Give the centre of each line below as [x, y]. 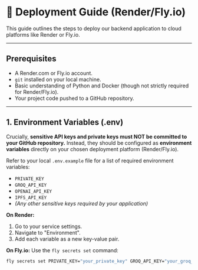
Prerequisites [31, 59]
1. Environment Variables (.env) [65, 123]
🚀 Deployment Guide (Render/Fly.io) [96, 12]
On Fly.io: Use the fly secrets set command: [62, 250]
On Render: [20, 214]
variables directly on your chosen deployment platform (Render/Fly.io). [92, 149]
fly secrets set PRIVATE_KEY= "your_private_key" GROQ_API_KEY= [85, 261]
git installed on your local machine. [58, 79]
